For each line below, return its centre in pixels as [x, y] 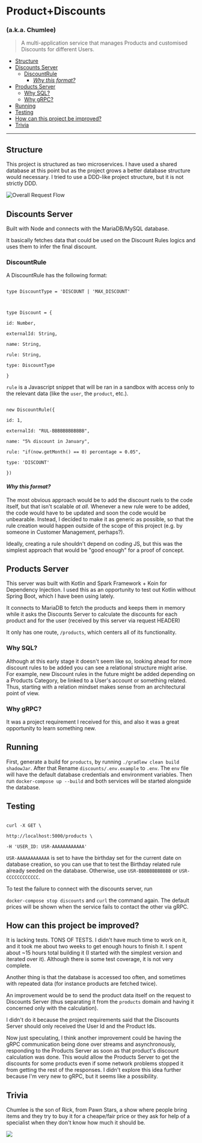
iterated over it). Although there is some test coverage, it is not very [90, 959]
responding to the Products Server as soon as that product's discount [93, 1051]
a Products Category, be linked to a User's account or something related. [97, 680]
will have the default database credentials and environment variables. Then [99, 774]
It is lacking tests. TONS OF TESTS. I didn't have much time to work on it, [97, 940]
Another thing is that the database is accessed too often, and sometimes [96, 977]
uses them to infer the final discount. [52, 247]
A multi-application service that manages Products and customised [104, 43]
